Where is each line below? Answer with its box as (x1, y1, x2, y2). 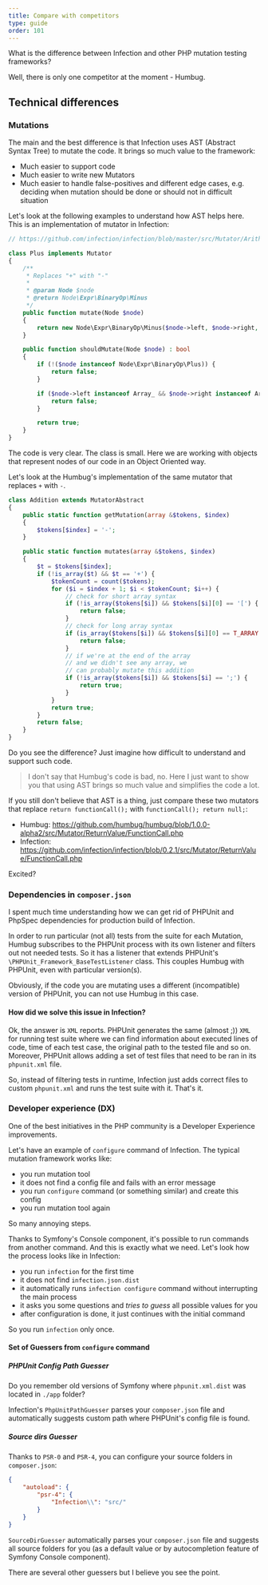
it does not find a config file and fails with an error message (19, 1178, 216, 1187)
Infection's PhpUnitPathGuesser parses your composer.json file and (8, 1405, 225, 1415)
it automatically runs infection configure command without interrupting (19, 1283, 258, 1293)
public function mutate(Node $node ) (22, 308, 145, 316)
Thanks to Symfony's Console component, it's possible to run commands (8, 1233, 250, 1243)
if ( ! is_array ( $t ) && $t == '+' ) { (37, 570, 156, 578)
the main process (19, 1292, 77, 1301)
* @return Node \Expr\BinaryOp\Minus (26, 294, 148, 302)
